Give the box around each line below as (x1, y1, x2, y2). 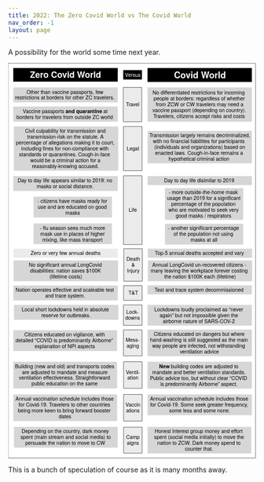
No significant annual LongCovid (28, 261, 102, 269)
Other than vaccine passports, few (26, 87, 104, 96)
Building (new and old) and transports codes (14, 362, 115, 370)
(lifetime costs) (49, 272, 82, 281)
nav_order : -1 (8, 19, 55, 27)
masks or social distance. (36, 182, 94, 191)
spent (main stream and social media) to (20, 433, 112, 441)
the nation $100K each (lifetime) (163, 272, 236, 281)
